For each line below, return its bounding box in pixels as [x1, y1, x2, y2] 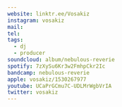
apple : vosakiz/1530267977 [7, 75, 87, 83]
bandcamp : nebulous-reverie [7, 69, 90, 76]
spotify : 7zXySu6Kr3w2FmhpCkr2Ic [7, 63, 106, 70]
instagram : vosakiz [7, 17, 65, 24]
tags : [7, 37, 23, 44]
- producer [13, 50, 46, 57]
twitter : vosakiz [7, 89, 59, 96]
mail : [7, 23, 23, 30]
